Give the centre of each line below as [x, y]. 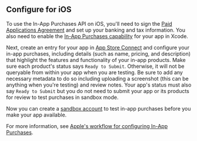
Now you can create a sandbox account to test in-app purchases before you [98, 108]
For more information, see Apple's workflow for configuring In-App [87, 126]
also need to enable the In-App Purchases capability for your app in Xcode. [97, 36]
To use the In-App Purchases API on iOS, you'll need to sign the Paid [89, 23]
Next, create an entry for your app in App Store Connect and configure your [98, 47]
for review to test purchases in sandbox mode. [62, 97]
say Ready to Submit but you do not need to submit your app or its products [98, 91]
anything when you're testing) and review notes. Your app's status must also [99, 85]
